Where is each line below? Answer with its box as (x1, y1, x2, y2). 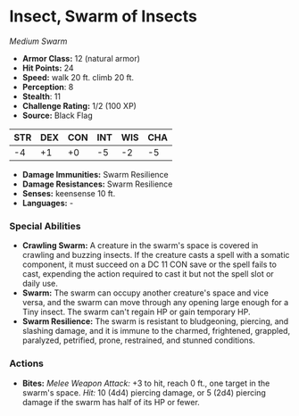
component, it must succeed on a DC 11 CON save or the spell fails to (21, 259, 277, 270)
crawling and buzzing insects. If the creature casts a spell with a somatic (21, 250, 290, 261)
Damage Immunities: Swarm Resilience (21, 169, 169, 179)
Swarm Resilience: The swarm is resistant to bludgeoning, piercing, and (21, 316, 289, 327)
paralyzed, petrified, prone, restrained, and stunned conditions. (21, 335, 256, 345)
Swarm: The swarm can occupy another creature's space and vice (21, 287, 270, 298)
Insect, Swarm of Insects (9, 6, 198, 27)
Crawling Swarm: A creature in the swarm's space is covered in (21, 240, 259, 251)
